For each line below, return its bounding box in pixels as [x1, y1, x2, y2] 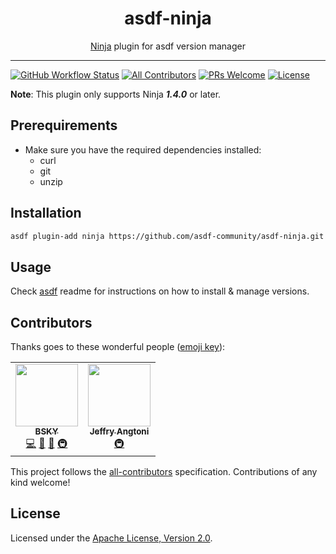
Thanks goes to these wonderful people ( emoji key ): [10, 341, 226, 353]
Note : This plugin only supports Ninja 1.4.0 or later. [10, 88, 222, 100]
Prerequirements [10, 117, 118, 134]
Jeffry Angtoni [89, 426, 150, 437]
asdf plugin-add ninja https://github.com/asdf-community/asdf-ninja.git [10, 231, 325, 241]
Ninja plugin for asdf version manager [90, 40, 246, 52]
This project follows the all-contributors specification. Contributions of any [10, 466, 318, 478]
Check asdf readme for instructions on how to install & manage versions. [10, 285, 310, 297]
